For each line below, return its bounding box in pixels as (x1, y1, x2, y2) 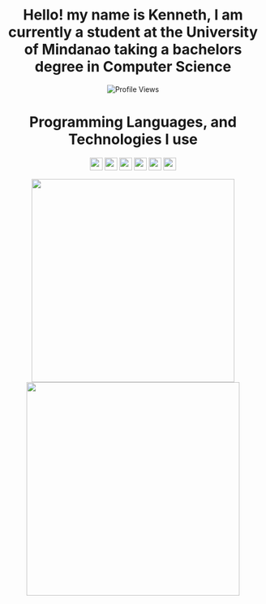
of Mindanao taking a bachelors (24, 41, 242, 59)
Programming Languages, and (28, 113, 238, 132)
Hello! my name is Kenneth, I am (23, 6, 243, 24)
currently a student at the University (7, 23, 258, 41)
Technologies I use (68, 130, 198, 149)
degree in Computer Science (34, 58, 232, 76)
